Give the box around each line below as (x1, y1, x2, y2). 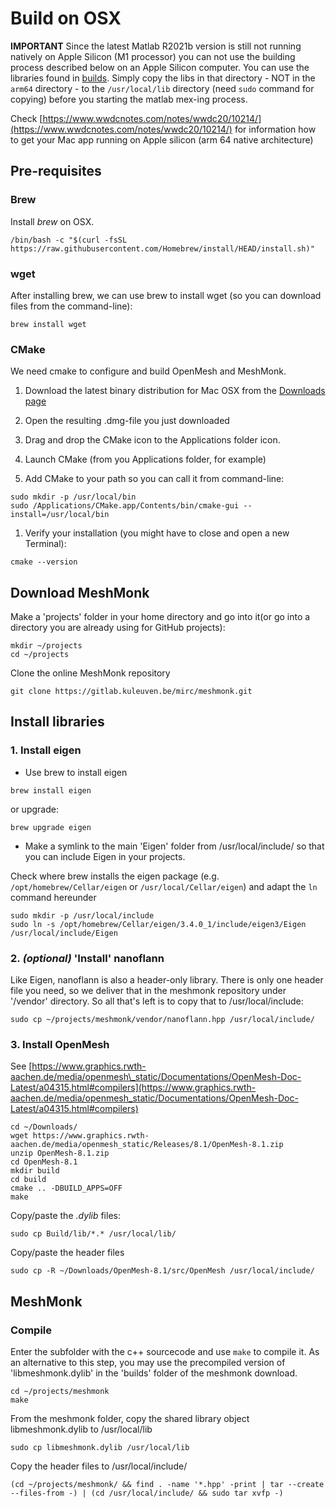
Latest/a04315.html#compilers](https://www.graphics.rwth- (10, 1082, 257, 1094)
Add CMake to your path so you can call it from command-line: (24, 473, 285, 485)
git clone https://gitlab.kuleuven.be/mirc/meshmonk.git (10, 687, 253, 697)
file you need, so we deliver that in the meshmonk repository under (10, 985, 287, 997)
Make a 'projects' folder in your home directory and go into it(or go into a (10, 611, 311, 623)
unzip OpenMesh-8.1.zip (10, 1148, 110, 1159)
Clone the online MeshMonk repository (10, 667, 171, 679)
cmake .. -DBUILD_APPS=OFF (10, 1183, 123, 1194)
